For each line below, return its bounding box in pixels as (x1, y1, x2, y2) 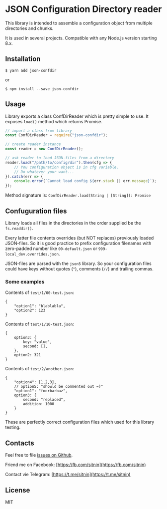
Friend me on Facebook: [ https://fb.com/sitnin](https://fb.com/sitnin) (5, 462, 146, 468)
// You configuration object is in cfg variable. (14, 165, 119, 170)
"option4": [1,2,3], (14, 380, 57, 385)
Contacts (5, 439, 35, 447)
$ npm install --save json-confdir (5, 86, 79, 91)
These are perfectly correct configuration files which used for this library (5, 419, 155, 425)
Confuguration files (5, 207, 67, 215)
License (5, 486, 30, 495)
